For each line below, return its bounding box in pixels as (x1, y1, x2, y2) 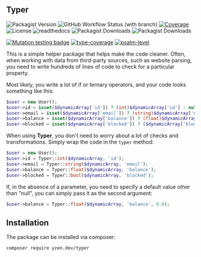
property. (6, 69, 29, 77)
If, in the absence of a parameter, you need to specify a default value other (6, 183, 190, 191)
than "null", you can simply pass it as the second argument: (6, 189, 153, 196)
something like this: (6, 87, 54, 95)
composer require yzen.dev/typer (6, 245, 90, 251)
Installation (6, 217, 49, 228)
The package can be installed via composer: (6, 234, 115, 241)
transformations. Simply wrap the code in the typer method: (6, 138, 154, 146)
